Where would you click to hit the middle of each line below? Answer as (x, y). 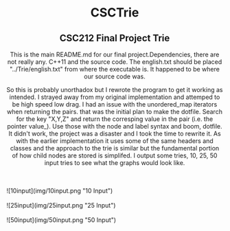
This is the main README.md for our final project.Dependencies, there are (115, 54)
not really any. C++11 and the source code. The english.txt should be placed (115, 62)
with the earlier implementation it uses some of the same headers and (115, 141)
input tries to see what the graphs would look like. (115, 163)
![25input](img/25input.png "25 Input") (61, 205)
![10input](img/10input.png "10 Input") (60, 191)
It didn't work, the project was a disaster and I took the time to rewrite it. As (115, 133)
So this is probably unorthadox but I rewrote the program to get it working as (115, 90)
